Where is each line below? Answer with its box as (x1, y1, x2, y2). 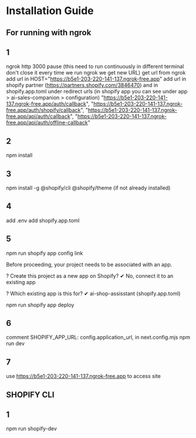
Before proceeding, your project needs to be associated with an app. (6, 261, 173, 268)
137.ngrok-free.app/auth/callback (6, 100, 87, 107)
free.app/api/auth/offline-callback (6, 119, 88, 126)
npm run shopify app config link (6, 250, 83, 257)
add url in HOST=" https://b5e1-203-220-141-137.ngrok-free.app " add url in (6, 75, 187, 83)
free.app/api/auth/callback (6, 113, 70, 120)
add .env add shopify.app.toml (6, 217, 80, 224)
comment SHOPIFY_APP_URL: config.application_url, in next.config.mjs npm (6, 333, 191, 341)
